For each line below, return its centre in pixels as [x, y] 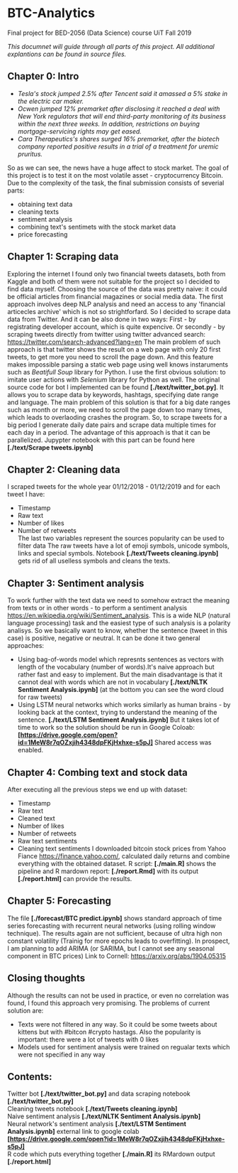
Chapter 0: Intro [43, 76]
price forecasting [42, 234]
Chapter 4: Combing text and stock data [97, 772]
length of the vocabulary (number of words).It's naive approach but [116, 667]
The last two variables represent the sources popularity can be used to [121, 539]
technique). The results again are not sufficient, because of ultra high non [115, 933]
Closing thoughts [46, 978]
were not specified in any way [61, 1054]
